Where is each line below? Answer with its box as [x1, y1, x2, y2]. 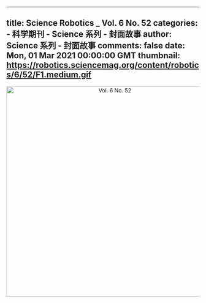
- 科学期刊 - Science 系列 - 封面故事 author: [6, 29, 172, 40]
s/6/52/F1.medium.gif [6, 70, 92, 80]
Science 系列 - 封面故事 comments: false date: [6, 40, 185, 51]
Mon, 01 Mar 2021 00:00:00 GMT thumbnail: [6, 50, 181, 61]
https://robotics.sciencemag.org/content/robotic [6, 60, 199, 70]
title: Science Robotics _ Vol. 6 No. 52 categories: [6, 18, 198, 28]
